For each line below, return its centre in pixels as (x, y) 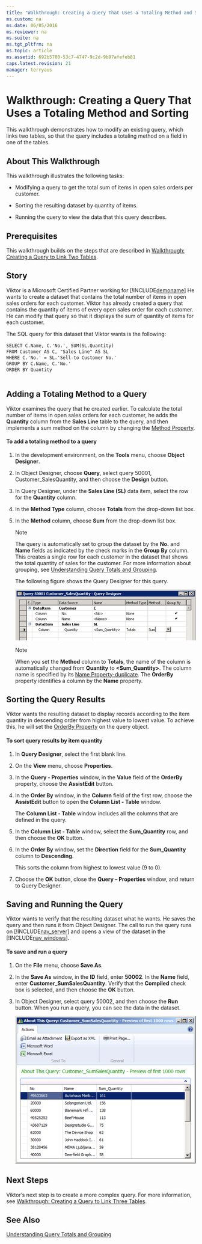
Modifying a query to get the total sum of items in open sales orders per (104, 188)
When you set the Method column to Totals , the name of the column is (103, 661)
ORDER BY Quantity (29, 370)
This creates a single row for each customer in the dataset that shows (101, 557)
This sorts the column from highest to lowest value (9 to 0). (88, 867)
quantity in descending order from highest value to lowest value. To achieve (100, 720)
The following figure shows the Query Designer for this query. (91, 581)
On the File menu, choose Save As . (59, 965)
